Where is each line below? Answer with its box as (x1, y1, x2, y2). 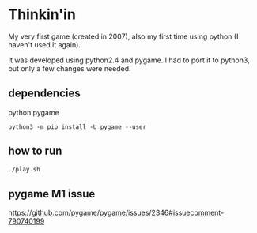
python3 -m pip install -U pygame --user (8, 122, 147, 131)
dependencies (8, 87, 81, 100)
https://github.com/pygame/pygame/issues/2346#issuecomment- (8, 208, 225, 218)
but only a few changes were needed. (8, 63, 132, 73)
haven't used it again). (8, 39, 81, 49)
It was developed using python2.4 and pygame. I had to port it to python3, (8, 55, 251, 65)
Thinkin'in (8, 6, 77, 24)
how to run (8, 145, 62, 158)
